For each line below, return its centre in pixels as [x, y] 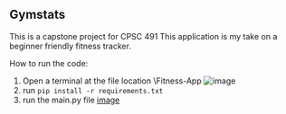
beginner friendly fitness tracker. [70, 46]
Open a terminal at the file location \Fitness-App [112, 81]
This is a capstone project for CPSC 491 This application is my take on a [143, 36]
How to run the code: [49, 63]
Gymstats [38, 15]
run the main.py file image [71, 100]
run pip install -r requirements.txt [93, 90]
